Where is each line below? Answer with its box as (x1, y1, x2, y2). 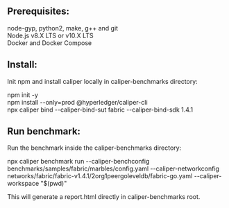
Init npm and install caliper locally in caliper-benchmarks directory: (7, 77, 198, 85)
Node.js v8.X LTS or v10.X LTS (7, 31, 94, 40)
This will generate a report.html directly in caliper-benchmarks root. (7, 193, 201, 201)
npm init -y (7, 90, 38, 99)
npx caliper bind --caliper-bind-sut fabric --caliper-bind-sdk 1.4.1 (7, 105, 193, 114)
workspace (7, 180, 40, 188)
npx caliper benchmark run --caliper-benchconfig (7, 157, 150, 166)
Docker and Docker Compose (7, 38, 92, 47)
